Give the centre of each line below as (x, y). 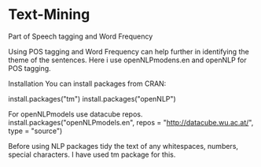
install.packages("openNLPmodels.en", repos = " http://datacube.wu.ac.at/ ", (131, 122)
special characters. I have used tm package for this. (92, 154)
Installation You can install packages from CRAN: (87, 83)
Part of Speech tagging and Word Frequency (81, 36)
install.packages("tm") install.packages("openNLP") (92, 98)
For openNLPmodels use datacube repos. (75, 114)
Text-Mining (49, 15)
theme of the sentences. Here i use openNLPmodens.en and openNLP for (127, 60)
